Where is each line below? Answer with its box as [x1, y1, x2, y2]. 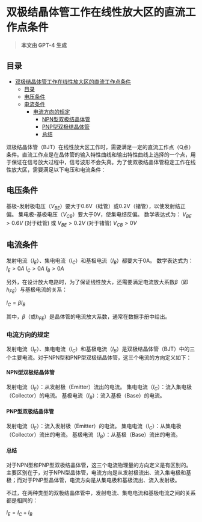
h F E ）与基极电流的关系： [6, 286, 68, 295]
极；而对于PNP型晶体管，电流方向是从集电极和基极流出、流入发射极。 [6, 476, 180, 484]
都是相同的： [6, 497, 38, 504]
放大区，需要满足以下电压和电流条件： [11, 166, 106, 173]
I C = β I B [6, 299, 26, 307]
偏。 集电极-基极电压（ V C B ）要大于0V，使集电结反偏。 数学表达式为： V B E [6, 211, 192, 220]
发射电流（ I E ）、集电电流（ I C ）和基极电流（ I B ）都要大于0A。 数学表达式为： [6, 257, 194, 265]
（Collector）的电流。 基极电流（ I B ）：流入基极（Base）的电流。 [6, 391, 165, 401]
